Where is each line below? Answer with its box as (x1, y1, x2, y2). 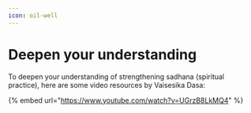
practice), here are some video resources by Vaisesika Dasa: (8, 80, 205, 89)
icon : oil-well (8, 11, 58, 20)
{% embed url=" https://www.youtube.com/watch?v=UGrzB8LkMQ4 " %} (8, 96, 244, 105)
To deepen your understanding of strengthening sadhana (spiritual (8, 72, 225, 81)
